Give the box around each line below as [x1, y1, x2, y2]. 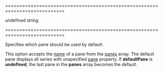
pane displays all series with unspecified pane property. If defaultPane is [5, 56, 153, 62]
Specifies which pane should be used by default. [5, 42, 104, 47]
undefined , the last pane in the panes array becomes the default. [5, 62, 138, 67]
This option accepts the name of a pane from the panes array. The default [5, 51, 154, 57]
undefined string [5, 18, 39, 23]
